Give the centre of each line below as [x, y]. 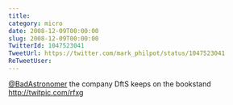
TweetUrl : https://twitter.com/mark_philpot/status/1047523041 [117, 53]
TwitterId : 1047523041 [46, 46]
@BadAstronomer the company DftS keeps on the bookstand [110, 84]
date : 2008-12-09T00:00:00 [54, 31]
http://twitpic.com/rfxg [46, 92]
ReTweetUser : [30, 61]
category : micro [35, 23]
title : [19, 16]
